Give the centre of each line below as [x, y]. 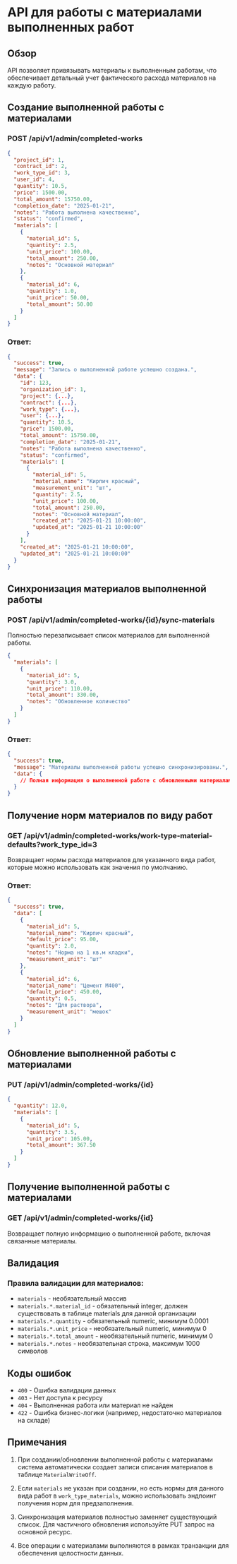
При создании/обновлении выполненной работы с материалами [115, 1459]
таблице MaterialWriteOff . [57, 1474]
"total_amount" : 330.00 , [62, 695]
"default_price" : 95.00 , [62, 940]
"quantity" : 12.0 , [41, 1106]
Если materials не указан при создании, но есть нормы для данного [121, 1488]
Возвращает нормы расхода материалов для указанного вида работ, [112, 859]
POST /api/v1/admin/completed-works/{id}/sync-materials [111, 620]
